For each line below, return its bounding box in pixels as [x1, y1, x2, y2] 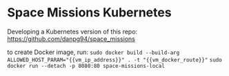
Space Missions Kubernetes [7, 5, 172, 21]
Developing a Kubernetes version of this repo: [7, 27, 138, 36]
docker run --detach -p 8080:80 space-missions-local [7, 62, 166, 69]
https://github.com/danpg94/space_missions [7, 34, 136, 42]
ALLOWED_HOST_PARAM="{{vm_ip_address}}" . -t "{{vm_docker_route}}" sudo [7, 56, 222, 63]
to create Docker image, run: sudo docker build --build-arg [7, 48, 180, 56]
